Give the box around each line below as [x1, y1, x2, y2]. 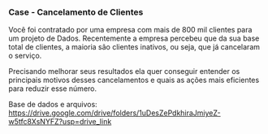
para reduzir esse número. [8, 84, 97, 93]
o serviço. [8, 51, 42, 61]
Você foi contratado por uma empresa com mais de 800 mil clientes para [8, 25, 253, 35]
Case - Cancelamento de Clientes [8, 6, 144, 18]
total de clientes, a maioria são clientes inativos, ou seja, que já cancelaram [8, 42, 261, 52]
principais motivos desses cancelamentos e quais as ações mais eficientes [8, 76, 260, 85]
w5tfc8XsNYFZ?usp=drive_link [8, 117, 112, 127]
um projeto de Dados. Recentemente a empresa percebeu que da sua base [8, 33, 260, 43]
